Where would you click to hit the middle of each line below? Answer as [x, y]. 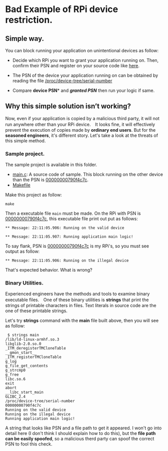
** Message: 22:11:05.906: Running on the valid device [65, 228]
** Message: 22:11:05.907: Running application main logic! [69, 237]
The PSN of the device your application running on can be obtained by [85, 75]
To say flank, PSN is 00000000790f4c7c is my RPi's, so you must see [77, 246]
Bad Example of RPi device [62, 9]
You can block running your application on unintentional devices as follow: [82, 51]
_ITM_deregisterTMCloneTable [36, 348]
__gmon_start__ [21, 353]
